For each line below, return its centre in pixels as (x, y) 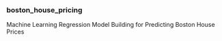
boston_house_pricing (44, 10)
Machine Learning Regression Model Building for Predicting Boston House (111, 25)
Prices (15, 32)
